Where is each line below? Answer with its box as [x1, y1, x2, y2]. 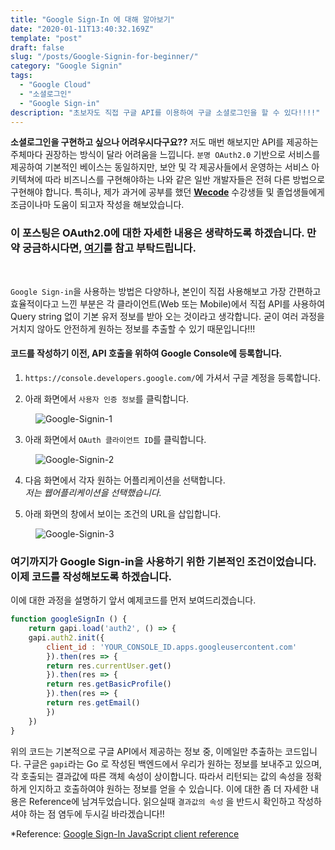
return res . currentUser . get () [46, 661, 172, 671]
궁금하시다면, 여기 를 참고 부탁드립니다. [21, 241, 197, 255]
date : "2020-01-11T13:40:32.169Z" [10, 24, 155, 34]
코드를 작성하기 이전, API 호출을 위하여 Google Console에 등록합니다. [10, 347, 283, 360]
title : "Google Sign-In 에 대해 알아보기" [10, 14, 175, 25]
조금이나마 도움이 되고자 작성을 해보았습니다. [10, 199, 185, 211]
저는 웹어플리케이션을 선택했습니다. [24, 486, 162, 498]
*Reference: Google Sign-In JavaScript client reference [10, 827, 240, 840]
